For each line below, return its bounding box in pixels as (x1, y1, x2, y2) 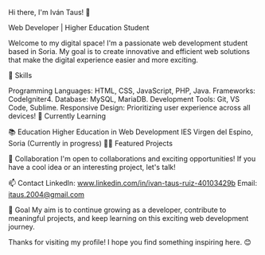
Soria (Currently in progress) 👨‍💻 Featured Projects (8, 139, 173, 148)
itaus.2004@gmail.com (8, 190, 85, 199)
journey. (8, 222, 35, 231)
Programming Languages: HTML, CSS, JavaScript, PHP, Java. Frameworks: (8, 86, 256, 95)
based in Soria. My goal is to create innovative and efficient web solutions (8, 47, 251, 56)
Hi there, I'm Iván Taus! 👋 (8, 8, 91, 17)
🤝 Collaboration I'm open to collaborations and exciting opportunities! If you (8, 154, 256, 163)
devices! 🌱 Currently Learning (8, 111, 106, 121)
